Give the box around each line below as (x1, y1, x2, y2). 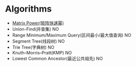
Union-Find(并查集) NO (12, 26, 59, 32)
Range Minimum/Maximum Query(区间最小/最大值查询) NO (12, 32, 132, 38)
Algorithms (5, 3, 52, 15)
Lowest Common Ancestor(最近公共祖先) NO (12, 55, 103, 61)
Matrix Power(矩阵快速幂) (12, 20, 64, 26)
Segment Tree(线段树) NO (12, 38, 65, 44)
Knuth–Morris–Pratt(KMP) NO (12, 49, 72, 55)
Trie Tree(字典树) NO (12, 44, 54, 50)
